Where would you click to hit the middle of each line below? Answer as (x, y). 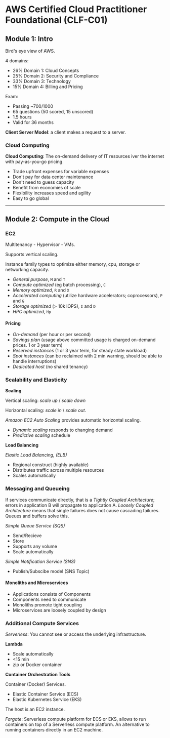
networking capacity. (27, 269)
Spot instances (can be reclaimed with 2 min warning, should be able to (87, 356)
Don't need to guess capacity (43, 182)
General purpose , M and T (39, 279)
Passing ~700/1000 (33, 106)
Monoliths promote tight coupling (47, 605)
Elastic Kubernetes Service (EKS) (47, 700)
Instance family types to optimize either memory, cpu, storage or (73, 264)
